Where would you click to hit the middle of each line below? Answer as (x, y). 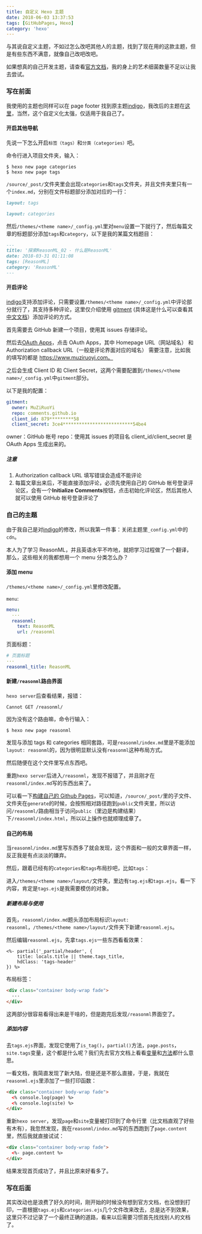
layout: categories (31, 214)
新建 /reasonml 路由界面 (34, 681)
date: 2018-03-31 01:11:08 (40, 256)
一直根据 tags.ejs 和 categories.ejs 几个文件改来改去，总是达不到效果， (104, 1210)
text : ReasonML (36, 627)
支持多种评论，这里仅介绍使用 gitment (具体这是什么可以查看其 (115, 309)
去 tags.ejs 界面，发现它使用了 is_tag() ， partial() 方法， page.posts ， (93, 1045)
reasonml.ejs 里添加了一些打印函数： (51, 1081)
